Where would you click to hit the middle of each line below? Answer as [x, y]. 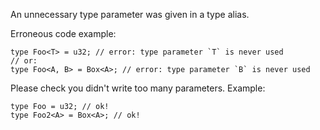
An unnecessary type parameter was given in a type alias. [130, 14]
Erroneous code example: [63, 33]
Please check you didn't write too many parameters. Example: [138, 88]
